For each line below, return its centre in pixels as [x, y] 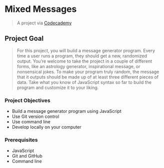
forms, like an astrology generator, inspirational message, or [79, 66]
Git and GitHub [27, 156]
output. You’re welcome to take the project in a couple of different [84, 61]
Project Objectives [28, 100]
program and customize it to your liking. [58, 87]
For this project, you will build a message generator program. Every [86, 50]
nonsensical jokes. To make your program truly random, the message [88, 72]
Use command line [31, 122]
